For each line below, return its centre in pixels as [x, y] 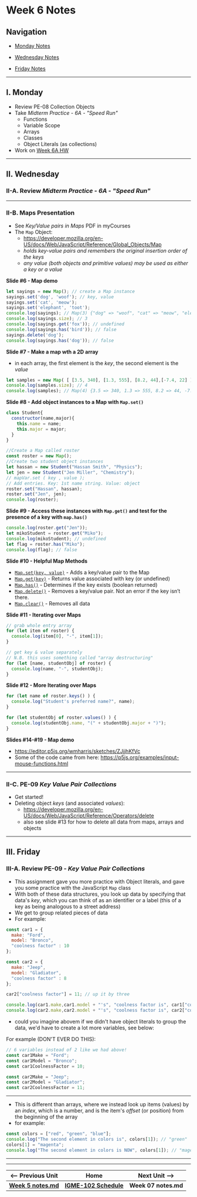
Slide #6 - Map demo [32, 280]
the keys [33, 257]
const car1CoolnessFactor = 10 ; [45, 1066]
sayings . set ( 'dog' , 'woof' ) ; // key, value [60, 297]
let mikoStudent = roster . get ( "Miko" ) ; [55, 533]
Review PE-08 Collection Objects [55, 107]
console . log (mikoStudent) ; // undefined [56, 539]
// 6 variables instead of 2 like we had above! [67, 1050]
